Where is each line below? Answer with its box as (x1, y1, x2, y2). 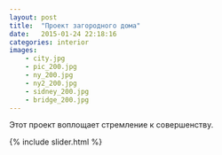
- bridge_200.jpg (25, 95, 90, 105)
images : (9, 46, 38, 55)
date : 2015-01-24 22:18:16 (9, 29, 117, 38)
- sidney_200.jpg (25, 87, 90, 96)
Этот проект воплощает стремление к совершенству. (9, 120, 214, 130)
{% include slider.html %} (9, 136, 103, 147)
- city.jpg (25, 54, 66, 63)
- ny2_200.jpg (25, 79, 77, 88)
